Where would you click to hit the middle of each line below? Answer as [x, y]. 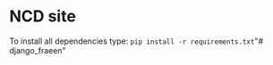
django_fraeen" [38, 50]
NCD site [43, 16]
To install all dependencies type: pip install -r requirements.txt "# [136, 41]
